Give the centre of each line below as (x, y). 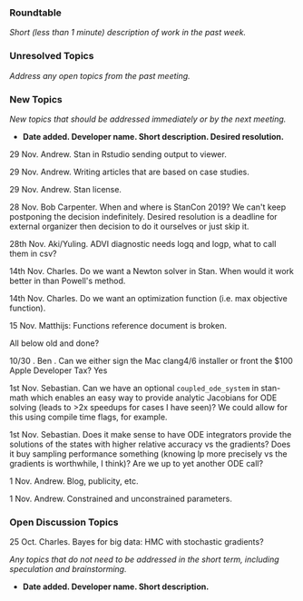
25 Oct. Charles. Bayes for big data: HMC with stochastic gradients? (137, 542)
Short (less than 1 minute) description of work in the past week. (128, 33)
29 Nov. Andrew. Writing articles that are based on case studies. (129, 172)
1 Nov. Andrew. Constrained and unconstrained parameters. (121, 498)
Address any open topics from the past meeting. (100, 75)
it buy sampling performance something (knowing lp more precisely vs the (148, 453)
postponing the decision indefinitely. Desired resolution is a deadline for (144, 216)
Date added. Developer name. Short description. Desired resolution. (153, 136)
